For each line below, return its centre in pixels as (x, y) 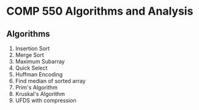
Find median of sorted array (50, 81)
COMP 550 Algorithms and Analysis (100, 11)
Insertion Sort (32, 48)
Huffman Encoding (39, 74)
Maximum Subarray (40, 61)
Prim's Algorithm (36, 87)
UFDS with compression (46, 100)
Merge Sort (29, 55)
